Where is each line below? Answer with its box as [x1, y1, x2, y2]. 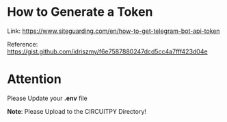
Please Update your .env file [7, 94, 88, 102]
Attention [7, 71, 62, 87]
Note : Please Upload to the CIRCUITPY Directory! [7, 107, 147, 115]
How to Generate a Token [7, 4, 153, 20]
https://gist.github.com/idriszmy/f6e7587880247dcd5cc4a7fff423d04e [7, 47, 208, 56]
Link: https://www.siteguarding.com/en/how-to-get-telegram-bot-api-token [7, 27, 220, 35]
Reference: [7, 40, 38, 48]
